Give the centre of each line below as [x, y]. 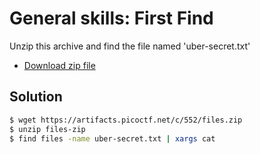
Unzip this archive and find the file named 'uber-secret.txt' [130, 46]
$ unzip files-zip [47, 129]
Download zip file [59, 65]
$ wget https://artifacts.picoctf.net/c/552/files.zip [126, 120]
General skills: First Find [111, 18]
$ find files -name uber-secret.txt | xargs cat [112, 138]
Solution [36, 97]
